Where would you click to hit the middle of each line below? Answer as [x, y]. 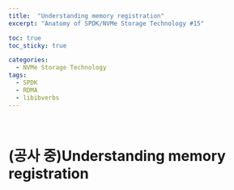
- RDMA [27, 90]
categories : [28, 60]
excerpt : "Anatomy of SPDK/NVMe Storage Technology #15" [106, 23]
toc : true [25, 38]
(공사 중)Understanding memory [117, 156]
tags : [17, 75]
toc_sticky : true [38, 45]
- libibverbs [38, 98]
